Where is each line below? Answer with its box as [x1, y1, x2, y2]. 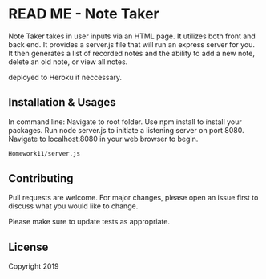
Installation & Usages [8, 95, 116, 109]
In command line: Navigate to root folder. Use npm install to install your [8, 117, 242, 127]
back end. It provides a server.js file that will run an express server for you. [8, 39, 255, 49]
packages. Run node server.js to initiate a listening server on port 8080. [8, 125, 244, 135]
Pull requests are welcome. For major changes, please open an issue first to [8, 193, 259, 203]
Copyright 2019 [8, 261, 59, 271]
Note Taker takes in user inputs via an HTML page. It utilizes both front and [8, 31, 256, 41]
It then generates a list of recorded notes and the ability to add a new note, [8, 48, 255, 58]
